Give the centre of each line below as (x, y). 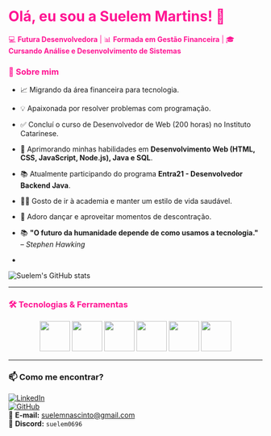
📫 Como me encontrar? (56, 377)
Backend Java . (45, 185)
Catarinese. (39, 134)
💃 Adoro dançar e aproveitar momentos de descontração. (116, 217)
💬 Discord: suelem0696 (46, 423)
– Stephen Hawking (52, 244)
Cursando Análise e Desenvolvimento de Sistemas (95, 51)
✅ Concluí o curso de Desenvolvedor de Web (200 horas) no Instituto (135, 125)
